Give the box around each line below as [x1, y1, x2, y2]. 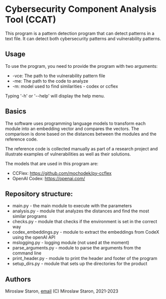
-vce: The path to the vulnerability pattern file [12, 73, 106, 79]
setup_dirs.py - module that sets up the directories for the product [12, 261, 148, 267]
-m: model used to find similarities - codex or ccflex [12, 83, 118, 89]
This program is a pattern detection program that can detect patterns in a [5, 30, 155, 36]
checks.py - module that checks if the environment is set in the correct [12, 219, 158, 225]
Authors [5, 275, 31, 283]
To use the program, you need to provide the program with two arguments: [5, 63, 158, 69]
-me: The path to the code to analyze [12, 78, 88, 84]
